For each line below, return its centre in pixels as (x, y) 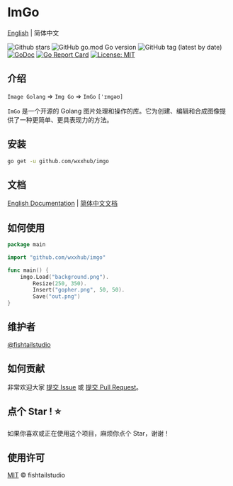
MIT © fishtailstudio (36, 475)
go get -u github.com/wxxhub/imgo (58, 161)
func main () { (28, 270)
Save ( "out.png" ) (57, 297)
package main (27, 245)
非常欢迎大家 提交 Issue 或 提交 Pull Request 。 (75, 387)
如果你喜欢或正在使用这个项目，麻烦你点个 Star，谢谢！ (89, 433)
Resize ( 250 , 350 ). (60, 283)
